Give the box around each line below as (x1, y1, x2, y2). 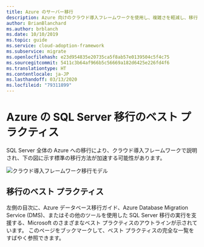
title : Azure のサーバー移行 (6, 8, 74, 15)
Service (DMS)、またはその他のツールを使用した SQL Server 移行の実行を (6, 211, 192, 218)
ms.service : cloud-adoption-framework (6, 43, 104, 49)
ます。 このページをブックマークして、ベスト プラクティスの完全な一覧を (11, 226, 194, 234)
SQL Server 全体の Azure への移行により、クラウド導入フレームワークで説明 (6, 146, 197, 154)
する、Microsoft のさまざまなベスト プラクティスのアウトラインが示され (11, 219, 192, 226)
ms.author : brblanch (6, 25, 59, 32)
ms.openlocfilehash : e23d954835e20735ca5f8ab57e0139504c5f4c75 (6, 54, 170, 60)
